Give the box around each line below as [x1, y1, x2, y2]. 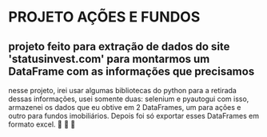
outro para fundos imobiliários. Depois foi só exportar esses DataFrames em [8, 112, 260, 120]
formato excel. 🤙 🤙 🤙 [8, 119, 76, 129]
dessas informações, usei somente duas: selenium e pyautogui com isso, [8, 94, 249, 104]
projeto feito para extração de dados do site [8, 40, 230, 53]
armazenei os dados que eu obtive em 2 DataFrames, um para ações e [8, 103, 241, 112]
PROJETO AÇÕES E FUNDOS [8, 8, 201, 26]
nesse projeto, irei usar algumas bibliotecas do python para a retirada [8, 86, 237, 95]
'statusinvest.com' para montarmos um [8, 52, 210, 65]
